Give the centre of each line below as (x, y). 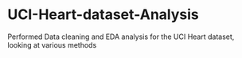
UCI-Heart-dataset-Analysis (103, 15)
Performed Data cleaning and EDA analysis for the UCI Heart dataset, (121, 37)
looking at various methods (52, 44)
